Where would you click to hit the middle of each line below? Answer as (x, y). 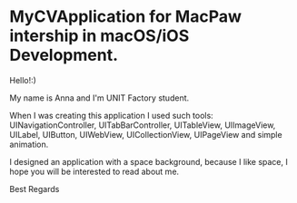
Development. (64, 55)
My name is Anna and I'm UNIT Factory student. (99, 98)
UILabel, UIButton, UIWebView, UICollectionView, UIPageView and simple (146, 134)
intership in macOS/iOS (99, 36)
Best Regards (35, 188)
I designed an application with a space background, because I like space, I (149, 161)
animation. (29, 144)
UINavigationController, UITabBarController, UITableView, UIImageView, (143, 125)
